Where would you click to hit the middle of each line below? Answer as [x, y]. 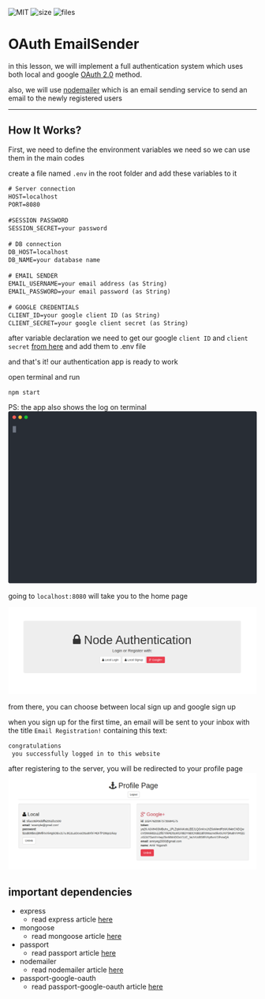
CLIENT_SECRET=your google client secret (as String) [99, 323]
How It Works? [45, 131]
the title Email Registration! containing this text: [88, 730]
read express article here [72, 920]
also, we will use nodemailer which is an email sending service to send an [128, 89]
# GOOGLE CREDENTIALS [44, 307]
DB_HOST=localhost [38, 252]
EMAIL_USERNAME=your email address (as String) [88, 284]
